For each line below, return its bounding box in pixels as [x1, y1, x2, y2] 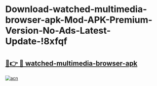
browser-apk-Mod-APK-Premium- [5, 14, 153, 26]
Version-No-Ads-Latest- [5, 25, 111, 36]
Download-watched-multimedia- [5, 4, 147, 15]
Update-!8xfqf [5, 36, 67, 47]
